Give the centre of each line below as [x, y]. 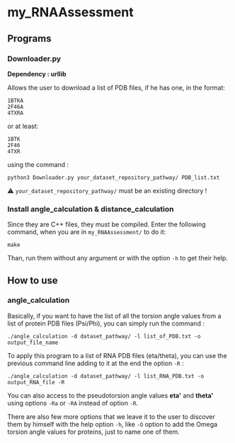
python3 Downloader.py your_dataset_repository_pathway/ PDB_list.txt [114, 178]
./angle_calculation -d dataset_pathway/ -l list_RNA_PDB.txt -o [105, 376]
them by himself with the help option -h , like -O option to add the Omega [113, 424]
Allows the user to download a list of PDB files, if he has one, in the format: [116, 87]
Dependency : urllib [37, 74]
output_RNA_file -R [36, 382]
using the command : [38, 164]
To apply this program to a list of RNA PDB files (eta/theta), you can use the [117, 355]
